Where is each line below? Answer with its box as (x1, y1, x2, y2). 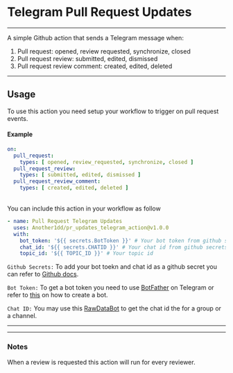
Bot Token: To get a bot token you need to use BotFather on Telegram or (7, 283, 214, 292)
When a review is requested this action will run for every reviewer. (7, 358, 196, 366)
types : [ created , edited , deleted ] (19, 185, 129, 192)
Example (7, 130, 33, 139)
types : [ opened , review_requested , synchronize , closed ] (19, 158, 194, 165)
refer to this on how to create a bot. (7, 291, 109, 299)
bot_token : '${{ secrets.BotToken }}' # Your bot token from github (19, 237, 222, 244)
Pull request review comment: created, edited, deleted (17, 62, 173, 70)
